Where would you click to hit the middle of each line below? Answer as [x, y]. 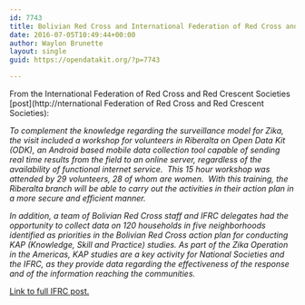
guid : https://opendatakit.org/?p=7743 [85, 60]
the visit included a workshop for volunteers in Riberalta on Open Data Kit [148, 140]
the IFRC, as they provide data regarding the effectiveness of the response [150, 264]
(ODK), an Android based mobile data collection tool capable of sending [145, 150]
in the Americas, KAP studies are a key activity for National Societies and [147, 254]
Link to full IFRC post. [49, 291]
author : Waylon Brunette [56, 43]
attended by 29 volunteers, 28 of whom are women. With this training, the [149, 179]
